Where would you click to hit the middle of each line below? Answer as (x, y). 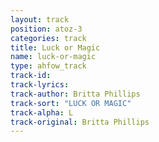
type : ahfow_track (48, 66)
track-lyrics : (40, 85)
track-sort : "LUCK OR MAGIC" (71, 103)
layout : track (40, 19)
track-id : (31, 76)
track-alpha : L (42, 112)
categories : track (48, 38)
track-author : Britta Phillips (75, 94)
